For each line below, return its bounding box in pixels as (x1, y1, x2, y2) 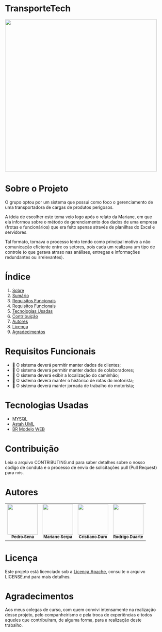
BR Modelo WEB (12, 426, 45, 432)
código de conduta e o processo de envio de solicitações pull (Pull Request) (5, 465, 157, 470)
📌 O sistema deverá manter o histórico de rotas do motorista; (12, 377, 134, 383)
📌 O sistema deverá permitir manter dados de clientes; (12, 362, 121, 368)
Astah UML (12, 421, 35, 427)
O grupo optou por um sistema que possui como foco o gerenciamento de (5, 199, 153, 205)
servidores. (5, 229, 28, 235)
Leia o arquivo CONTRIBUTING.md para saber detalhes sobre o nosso (5, 459, 146, 465)
